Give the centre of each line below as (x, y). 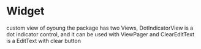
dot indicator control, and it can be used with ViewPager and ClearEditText (100, 34)
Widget (25, 11)
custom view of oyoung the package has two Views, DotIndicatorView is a (100, 28)
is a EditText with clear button (44, 41)
